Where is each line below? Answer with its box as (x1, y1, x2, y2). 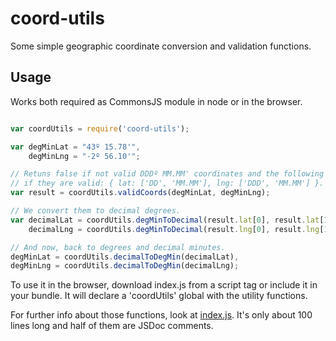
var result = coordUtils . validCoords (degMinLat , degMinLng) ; (10, 188, 271, 198)
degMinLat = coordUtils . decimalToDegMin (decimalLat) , (10, 252, 240, 262)
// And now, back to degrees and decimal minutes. (10, 242, 226, 252)
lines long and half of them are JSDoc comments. (10, 320, 214, 332)
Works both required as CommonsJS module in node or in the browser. (10, 95, 303, 107)
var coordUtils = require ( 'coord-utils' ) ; (10, 123, 190, 134)
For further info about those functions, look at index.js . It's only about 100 (10, 309, 313, 321)
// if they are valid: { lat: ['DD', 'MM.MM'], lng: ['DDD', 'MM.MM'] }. (10, 178, 325, 189)
